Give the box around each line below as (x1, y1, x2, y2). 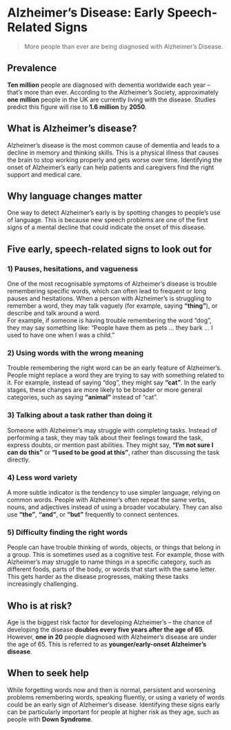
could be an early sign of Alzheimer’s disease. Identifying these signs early (7, 700, 221, 709)
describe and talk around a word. (7, 309, 101, 317)
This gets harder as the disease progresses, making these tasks (7, 573, 189, 581)
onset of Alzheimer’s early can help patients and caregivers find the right (7, 163, 214, 171)
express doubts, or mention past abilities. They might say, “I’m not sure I (7, 440, 214, 449)
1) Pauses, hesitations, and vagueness (7, 264, 139, 273)
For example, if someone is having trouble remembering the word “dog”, (7, 316, 212, 325)
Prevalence (7, 62, 57, 74)
